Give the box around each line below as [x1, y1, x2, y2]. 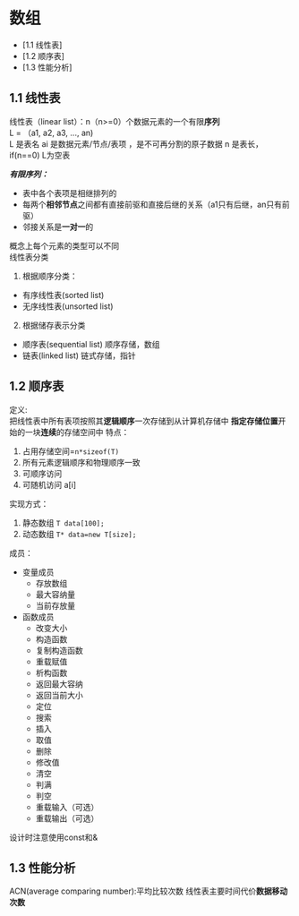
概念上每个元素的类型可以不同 [9, 240, 119, 251]
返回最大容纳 [35, 678, 83, 689]
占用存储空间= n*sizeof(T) [21, 445, 119, 457]
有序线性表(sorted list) [21, 289, 105, 300]
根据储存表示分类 [21, 320, 86, 330]
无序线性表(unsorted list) [21, 301, 114, 312]
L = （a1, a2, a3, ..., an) [9, 127, 94, 138]
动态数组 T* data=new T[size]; [21, 528, 137, 539]
